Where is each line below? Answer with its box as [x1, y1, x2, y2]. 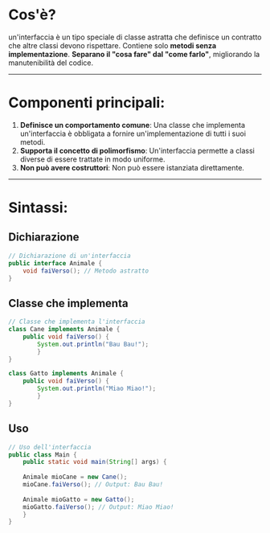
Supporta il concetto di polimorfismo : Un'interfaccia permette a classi [19, 146, 255, 155]
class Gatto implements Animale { [8, 370, 125, 378]
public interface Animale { [8, 259, 103, 267]
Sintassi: [8, 199, 68, 217]
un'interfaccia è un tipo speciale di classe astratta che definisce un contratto [8, 32, 262, 42]
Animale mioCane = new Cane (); [22, 473, 128, 482]
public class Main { [8, 450, 78, 459]
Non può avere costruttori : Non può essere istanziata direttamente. [19, 162, 245, 172]
